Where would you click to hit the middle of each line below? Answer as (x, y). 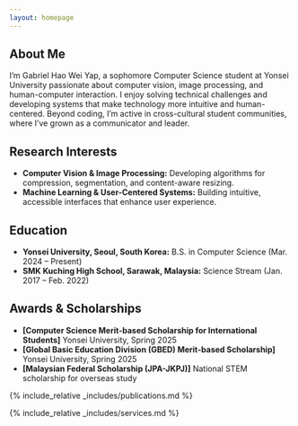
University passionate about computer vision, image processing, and (136, 85)
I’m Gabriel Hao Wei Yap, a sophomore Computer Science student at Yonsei (149, 75)
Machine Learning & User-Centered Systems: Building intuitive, (141, 192)
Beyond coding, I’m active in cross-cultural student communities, (167, 114)
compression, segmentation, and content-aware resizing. (128, 183)
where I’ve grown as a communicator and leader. (100, 123)
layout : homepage (42, 18)
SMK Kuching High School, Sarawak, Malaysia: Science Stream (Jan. (152, 271)
